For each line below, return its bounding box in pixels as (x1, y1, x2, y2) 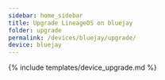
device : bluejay (8, 41, 62, 49)
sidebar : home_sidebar (8, 11, 83, 20)
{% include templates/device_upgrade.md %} (8, 63, 157, 72)
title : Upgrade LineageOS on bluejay (8, 19, 133, 27)
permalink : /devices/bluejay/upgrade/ (8, 33, 136, 42)
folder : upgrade (8, 26, 62, 34)
